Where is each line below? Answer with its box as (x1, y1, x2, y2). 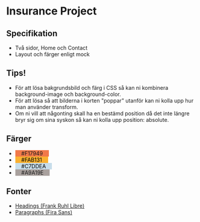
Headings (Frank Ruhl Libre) (14, 202, 85, 209)
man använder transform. (14, 103, 78, 110)
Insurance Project (6, 4, 97, 18)
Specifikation (6, 28, 58, 39)
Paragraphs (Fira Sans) (14, 209, 73, 216)
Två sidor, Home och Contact (14, 44, 88, 51)
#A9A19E (20, 169, 44, 176)
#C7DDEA (20, 162, 46, 170)
